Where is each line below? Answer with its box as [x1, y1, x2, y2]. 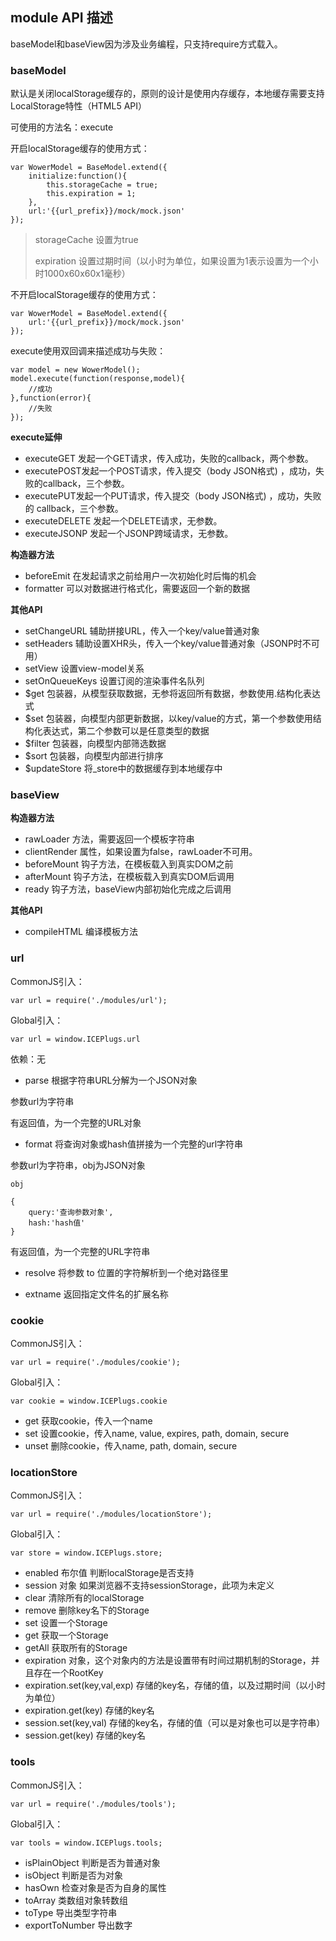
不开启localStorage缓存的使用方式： [10, 289, 159, 301]
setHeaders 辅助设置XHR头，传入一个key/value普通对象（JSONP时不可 [24, 638, 320, 650]
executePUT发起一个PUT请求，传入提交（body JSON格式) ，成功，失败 [24, 490, 322, 502]
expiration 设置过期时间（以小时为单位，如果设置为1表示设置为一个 [34, 255, 310, 267]
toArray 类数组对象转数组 [24, 1894, 129, 1906]
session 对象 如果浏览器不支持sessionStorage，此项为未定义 [24, 1579, 275, 1592]
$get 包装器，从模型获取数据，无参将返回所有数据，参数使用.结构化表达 [24, 688, 322, 700]
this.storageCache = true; [46, 180, 159, 190]
